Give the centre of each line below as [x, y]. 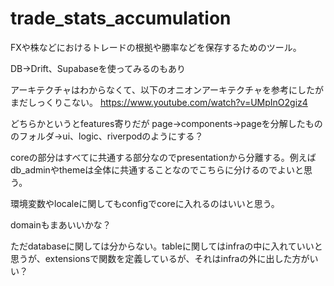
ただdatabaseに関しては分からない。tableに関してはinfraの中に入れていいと [166, 246]
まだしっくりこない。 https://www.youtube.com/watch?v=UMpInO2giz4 [159, 102]
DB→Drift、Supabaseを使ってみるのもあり [98, 68]
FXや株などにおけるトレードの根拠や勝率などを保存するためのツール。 [156, 47]
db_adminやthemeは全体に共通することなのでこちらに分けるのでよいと [157, 169]
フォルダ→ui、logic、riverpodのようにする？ [111, 136]
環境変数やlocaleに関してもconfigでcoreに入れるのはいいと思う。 [145, 203]
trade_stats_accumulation [121, 18]
